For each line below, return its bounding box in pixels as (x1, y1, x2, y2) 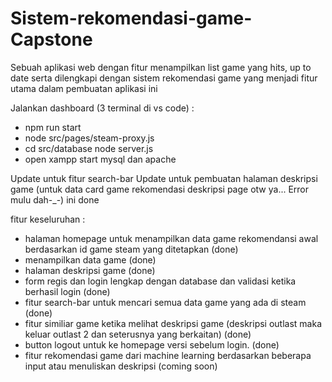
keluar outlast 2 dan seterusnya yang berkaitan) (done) (24, 328, 252, 340)
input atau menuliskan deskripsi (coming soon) (24, 360, 218, 372)
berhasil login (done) (24, 285, 111, 297)
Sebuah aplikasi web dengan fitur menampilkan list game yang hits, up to (10, 61, 312, 73)
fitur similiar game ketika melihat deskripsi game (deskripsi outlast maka (24, 317, 323, 329)
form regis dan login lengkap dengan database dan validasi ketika (24, 275, 297, 287)
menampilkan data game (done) (24, 253, 157, 266)
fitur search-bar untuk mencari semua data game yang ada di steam (24, 296, 307, 308)
